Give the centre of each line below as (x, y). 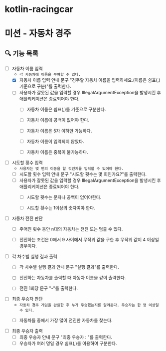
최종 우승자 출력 (27, 331)
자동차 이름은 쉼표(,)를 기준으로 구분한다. (66, 109)
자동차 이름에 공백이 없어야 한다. (58, 120)
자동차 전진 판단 (27, 218)
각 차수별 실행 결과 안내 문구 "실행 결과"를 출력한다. (69, 267)
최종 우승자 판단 (27, 299)
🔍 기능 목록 (21, 53)
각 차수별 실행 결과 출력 (35, 257)
